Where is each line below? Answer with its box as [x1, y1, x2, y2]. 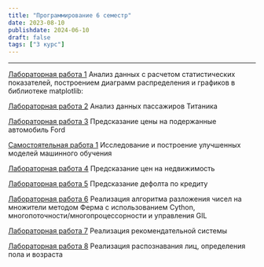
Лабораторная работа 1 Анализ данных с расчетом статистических [8, 70, 236, 79]
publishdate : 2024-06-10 [8, 26, 90, 34]
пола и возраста [8, 250, 63, 259]
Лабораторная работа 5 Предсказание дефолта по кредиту [8, 179, 208, 188]
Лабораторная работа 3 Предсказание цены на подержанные [8, 117, 217, 126]
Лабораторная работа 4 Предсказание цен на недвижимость [8, 164, 215, 174]
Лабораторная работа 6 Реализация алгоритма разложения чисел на [8, 194, 242, 204]
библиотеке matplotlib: [8, 86, 84, 96]
